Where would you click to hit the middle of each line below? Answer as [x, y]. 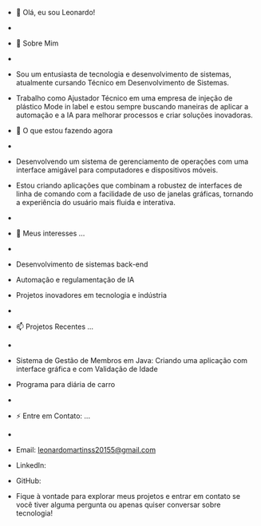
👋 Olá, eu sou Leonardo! [55, 12]
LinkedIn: [31, 465]
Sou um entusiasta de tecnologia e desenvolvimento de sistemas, [123, 74]
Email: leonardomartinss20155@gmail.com [86, 450]
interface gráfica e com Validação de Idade [87, 369]
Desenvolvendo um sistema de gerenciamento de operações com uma [132, 161]
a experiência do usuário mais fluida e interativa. [95, 202]
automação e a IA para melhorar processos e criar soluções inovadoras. [134, 115]
